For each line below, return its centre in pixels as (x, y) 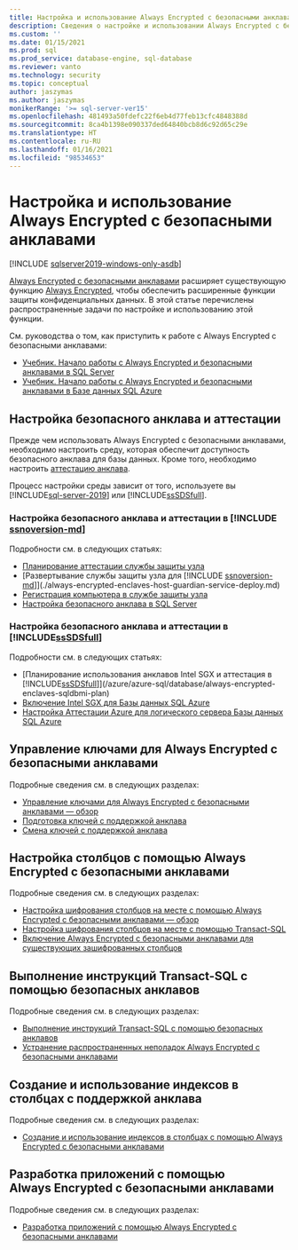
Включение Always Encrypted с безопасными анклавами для (138, 938)
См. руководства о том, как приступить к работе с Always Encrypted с (143, 336)
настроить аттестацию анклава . (70, 469)
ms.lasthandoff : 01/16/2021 (61, 149)
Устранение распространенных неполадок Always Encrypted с (141, 1048)
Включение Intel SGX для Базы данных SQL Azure (116, 702)
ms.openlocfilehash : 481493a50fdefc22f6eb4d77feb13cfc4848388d (129, 116)
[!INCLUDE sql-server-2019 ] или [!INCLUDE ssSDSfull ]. (108, 495)
